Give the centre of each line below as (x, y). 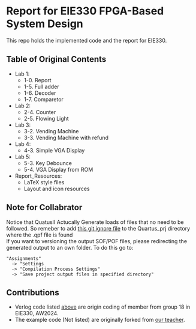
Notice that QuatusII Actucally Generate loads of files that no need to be (95, 222)
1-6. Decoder (40, 93)
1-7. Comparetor (44, 99)
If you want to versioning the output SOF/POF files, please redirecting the (97, 241)
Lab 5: (23, 157)
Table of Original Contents (56, 59)
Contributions (33, 292)
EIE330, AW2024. (37, 313)
